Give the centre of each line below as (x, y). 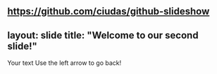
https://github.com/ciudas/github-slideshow (108, 12)
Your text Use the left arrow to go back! (64, 63)
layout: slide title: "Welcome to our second (103, 35)
